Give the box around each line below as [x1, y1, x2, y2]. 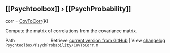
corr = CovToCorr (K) [5, 18, 49, 24]
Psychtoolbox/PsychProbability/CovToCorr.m [5, 43, 99, 48]
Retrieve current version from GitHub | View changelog [50, 37, 165, 43]
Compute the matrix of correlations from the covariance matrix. [5, 28, 138, 34]
